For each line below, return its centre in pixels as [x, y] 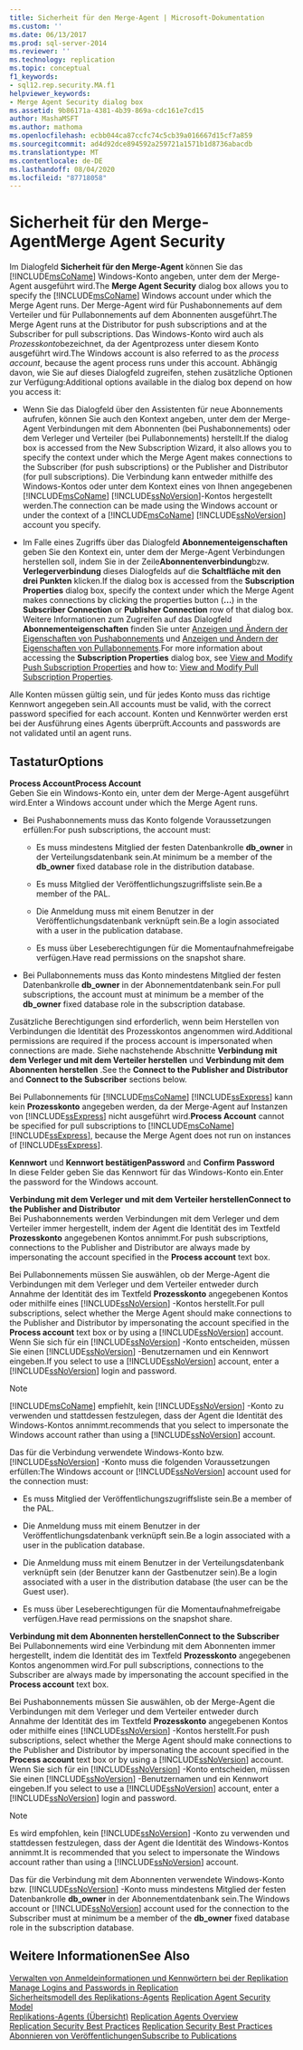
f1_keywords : [34, 77]
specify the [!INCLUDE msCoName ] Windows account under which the [141, 296]
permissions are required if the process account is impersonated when [141, 1041]
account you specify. [62, 525]
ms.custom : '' [36, 26]
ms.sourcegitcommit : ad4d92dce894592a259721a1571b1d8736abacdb [131, 144]
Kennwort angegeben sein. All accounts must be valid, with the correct [140, 704]
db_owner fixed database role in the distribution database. [145, 867]
